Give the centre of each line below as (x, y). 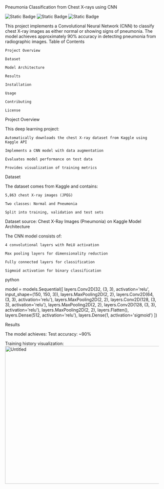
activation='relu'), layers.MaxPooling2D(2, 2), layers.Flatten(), (67, 310)
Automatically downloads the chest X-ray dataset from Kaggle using (76, 138)
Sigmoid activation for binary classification (53, 271)
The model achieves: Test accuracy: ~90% (48, 334)
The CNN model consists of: (33, 236)
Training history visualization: (35, 343)
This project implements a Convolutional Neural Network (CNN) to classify (80, 26)
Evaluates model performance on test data (49, 159)
